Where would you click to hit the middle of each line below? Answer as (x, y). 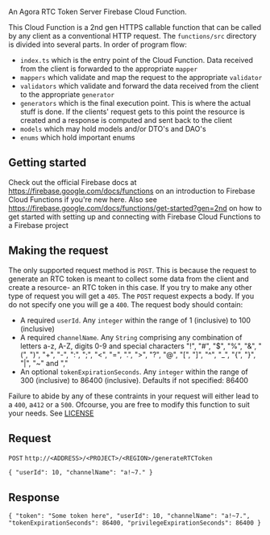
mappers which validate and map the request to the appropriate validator (141, 77)
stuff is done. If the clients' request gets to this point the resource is (133, 112)
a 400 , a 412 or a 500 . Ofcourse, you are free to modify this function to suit (129, 404)
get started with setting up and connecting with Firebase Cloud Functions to (135, 217)
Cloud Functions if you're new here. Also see (83, 199)
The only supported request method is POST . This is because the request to (132, 270)
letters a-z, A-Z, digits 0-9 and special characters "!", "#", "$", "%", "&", (138, 346)
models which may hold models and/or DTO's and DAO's (113, 129)
